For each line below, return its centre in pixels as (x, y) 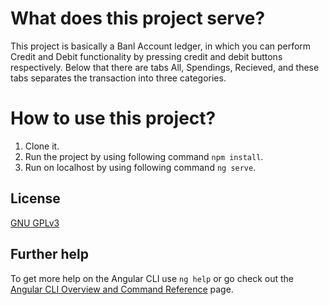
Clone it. (42, 146)
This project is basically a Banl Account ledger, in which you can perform (161, 46)
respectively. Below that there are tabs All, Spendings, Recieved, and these (165, 67)
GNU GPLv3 (35, 223)
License (35, 198)
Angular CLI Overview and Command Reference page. (122, 289)
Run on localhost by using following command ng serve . (140, 167)
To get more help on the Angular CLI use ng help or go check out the (152, 278)
